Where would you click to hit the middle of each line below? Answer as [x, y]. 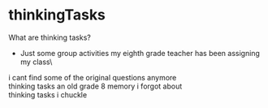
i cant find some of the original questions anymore [93, 77]
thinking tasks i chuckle [48, 94]
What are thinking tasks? [50, 37]
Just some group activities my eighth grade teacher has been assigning [140, 53]
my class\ [36, 62]
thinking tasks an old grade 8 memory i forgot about [95, 86]
